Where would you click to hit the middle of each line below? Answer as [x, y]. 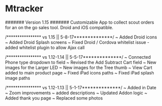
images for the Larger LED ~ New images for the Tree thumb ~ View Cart [79, 68]
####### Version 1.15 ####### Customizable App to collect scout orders [80, 22]
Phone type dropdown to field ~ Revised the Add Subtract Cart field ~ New [81, 62]
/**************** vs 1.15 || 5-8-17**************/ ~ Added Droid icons [81, 37]
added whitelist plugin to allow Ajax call [45, 47]
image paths [18, 78]
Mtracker [24, 9]
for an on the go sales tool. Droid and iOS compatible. [59, 27]
